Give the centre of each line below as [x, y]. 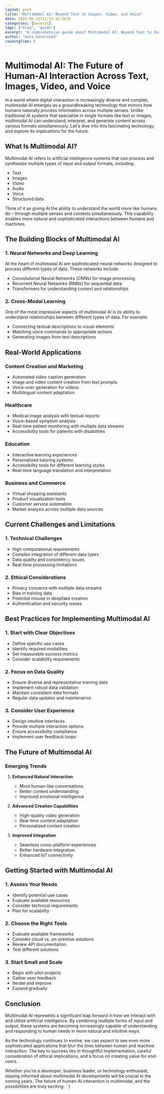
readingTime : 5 [20, 42]
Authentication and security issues [47, 603]
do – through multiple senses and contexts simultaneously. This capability [79, 214]
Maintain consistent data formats [45, 693]
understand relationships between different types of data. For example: [77, 317]
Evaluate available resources [41, 900]
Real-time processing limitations [44, 564]
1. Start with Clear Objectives [40, 633]
